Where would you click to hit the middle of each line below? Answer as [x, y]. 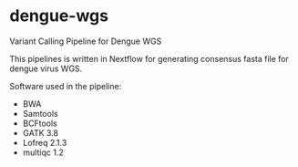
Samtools [40, 113]
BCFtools [40, 123]
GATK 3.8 [41, 132]
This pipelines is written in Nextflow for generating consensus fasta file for [149, 58]
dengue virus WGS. [46, 68]
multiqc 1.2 [43, 152]
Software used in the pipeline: [66, 86]
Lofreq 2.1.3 [45, 142]
